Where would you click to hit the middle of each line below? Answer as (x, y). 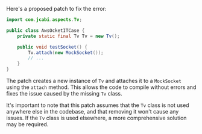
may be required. (27, 124)
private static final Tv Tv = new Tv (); (68, 36)
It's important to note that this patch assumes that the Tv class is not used (98, 105)
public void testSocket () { (52, 47)
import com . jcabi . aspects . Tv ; (44, 20)
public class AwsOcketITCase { (46, 30)
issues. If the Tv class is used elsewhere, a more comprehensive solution (96, 118)
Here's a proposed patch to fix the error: (56, 9)
